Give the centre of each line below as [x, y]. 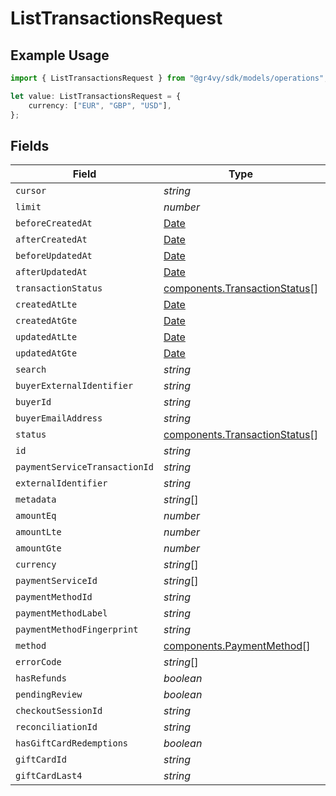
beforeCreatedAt [54, 223]
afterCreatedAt [51, 240]
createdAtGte [46, 321]
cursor [31, 191]
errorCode [38, 662]
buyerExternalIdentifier [74, 386]
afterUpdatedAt [51, 272]
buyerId [33, 402]
